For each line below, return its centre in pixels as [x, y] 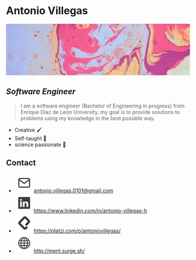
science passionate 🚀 [40, 144]
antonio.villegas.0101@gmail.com [73, 190]
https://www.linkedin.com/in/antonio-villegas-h [90, 211]
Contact [21, 163]
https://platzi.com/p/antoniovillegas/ [77, 231]
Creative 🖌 [28, 130]
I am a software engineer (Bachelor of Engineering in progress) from [102, 106]
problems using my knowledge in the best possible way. [88, 118]
